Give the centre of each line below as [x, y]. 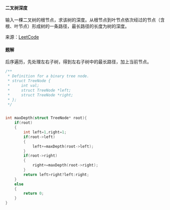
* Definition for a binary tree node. [48, 76]
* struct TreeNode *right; [40, 95]
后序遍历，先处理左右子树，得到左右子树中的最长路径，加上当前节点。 [78, 62]
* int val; [23, 86]
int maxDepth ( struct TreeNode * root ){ [46, 118]
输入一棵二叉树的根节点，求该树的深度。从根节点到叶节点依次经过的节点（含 [85, 20]
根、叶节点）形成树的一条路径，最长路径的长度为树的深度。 [67, 26]
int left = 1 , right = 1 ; [45, 132]
